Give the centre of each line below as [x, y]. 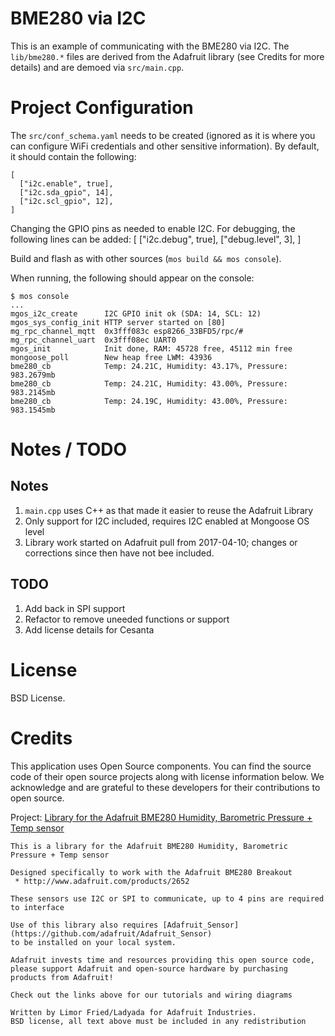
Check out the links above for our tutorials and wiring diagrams [151, 995]
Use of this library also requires [84, 925]
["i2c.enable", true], [66, 183]
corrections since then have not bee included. [119, 553]
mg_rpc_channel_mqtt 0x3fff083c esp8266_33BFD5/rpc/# [127, 331]
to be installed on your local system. [93, 942]
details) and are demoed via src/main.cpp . [97, 67]
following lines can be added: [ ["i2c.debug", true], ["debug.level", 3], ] [156, 239]
